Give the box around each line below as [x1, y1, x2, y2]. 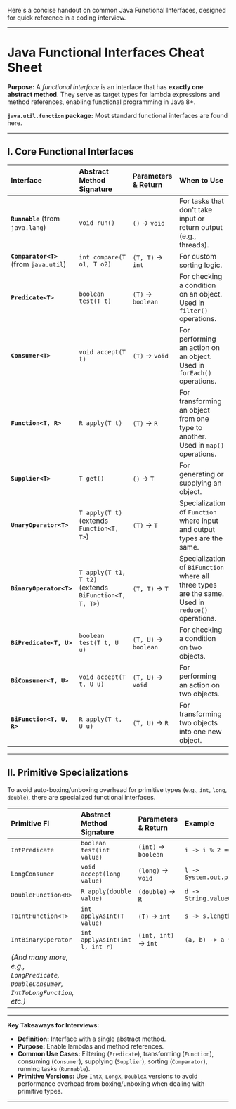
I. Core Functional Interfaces [7, 145, 135, 157]
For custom [178, 251, 216, 261]
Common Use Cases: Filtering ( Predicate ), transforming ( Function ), [17, 1049, 214, 1058]
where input [178, 516, 219, 526]
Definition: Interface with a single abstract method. [17, 1035, 166, 1043]
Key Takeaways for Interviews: [7, 1020, 100, 1029]
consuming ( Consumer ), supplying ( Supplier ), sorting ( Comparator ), [17, 1057, 208, 1065]
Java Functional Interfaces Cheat [7, 45, 205, 60]
